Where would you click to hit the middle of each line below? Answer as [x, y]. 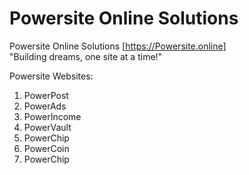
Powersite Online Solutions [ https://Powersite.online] [118, 46]
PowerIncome [52, 116]
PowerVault [47, 127]
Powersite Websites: [51, 76]
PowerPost [46, 95]
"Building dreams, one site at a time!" [86, 56]
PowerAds [45, 106]
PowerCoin [46, 148]
